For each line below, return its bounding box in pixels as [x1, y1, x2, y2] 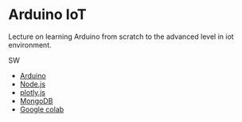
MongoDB [19, 96, 53, 105]
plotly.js [19, 87, 46, 97]
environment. [8, 40, 52, 49]
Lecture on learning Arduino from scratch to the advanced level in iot [8, 32, 234, 41]
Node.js [19, 79, 46, 89]
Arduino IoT [8, 6, 88, 24]
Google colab [19, 105, 64, 114]
